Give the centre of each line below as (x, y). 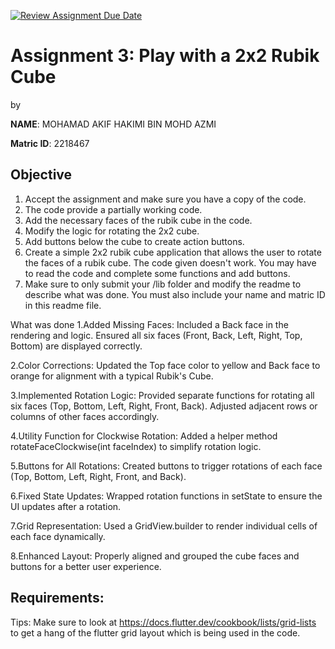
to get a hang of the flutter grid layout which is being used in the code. (155, 632)
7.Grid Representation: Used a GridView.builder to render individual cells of (164, 526)
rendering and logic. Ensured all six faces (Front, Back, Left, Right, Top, (156, 335)
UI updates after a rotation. (66, 506)
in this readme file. (63, 305)
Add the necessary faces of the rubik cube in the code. (138, 220)
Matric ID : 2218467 (50, 143)
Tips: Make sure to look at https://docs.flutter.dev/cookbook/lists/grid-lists (163, 622)
